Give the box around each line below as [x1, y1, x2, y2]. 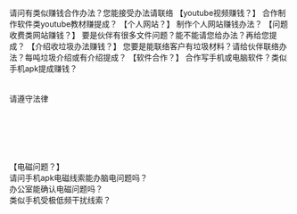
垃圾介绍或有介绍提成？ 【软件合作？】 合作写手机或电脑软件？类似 [39, 53, 287, 62]
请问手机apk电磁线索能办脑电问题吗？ [9, 173, 149, 183]
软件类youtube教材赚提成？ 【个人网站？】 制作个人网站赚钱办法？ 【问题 [16, 19, 288, 29]
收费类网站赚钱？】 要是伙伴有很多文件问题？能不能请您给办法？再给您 [9, 30, 269, 40]
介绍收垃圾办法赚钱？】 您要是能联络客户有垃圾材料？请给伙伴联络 [34, 41, 279, 52]
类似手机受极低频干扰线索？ [9, 195, 111, 205]
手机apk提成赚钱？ [9, 63, 78, 74]
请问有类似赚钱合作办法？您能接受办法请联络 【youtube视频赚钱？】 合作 [9, 8, 278, 18]
